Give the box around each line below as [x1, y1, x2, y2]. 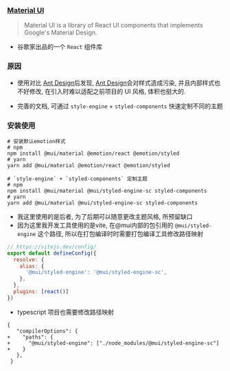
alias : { [19, 262, 45, 270]
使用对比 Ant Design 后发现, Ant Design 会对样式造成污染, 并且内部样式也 [16, 78, 221, 87]
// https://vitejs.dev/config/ [7, 243, 97, 250]
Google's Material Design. [23, 28, 97, 36]
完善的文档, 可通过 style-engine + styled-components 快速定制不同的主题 [16, 102, 223, 110]
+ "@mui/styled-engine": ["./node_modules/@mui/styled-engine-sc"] [7, 339, 220, 346]
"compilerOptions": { [16, 328, 78, 335]
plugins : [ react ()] [13, 288, 69, 295]
